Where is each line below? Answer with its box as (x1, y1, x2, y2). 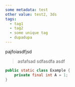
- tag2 (9, 26, 23, 31)
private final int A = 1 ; (14, 73, 68, 78)
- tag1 (9, 21, 23, 26)
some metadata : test (5, 7, 48, 12)
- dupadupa (9, 35, 32, 40)
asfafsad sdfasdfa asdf (17, 58, 65, 64)
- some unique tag (9, 30, 48, 35)
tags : (5, 16, 16, 21)
